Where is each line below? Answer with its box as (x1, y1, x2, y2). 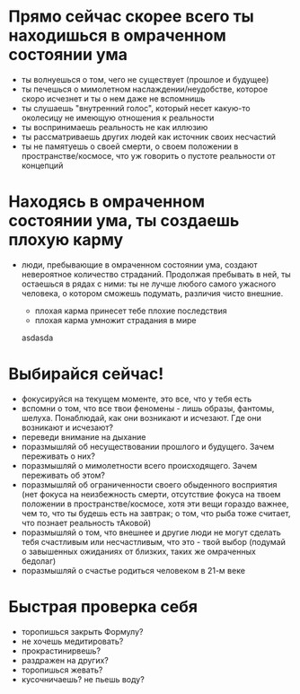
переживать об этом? (21, 470, 105, 480)
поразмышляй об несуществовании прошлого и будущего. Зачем (21, 441, 275, 452)
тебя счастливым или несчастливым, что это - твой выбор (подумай (21, 536, 287, 547)
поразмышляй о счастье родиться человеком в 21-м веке (21, 565, 246, 575)
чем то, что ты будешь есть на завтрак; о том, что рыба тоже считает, (21, 507, 291, 518)
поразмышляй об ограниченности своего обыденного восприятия (21, 479, 278, 490)
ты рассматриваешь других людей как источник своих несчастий (21, 131, 276, 142)
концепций (21, 160, 64, 171)
